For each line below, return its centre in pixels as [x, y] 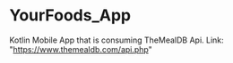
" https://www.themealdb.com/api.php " [81, 49]
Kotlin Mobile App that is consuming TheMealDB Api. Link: [116, 40]
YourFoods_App [70, 16]
